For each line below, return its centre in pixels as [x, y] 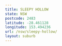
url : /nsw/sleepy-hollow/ [31, 32]
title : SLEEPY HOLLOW [27, 9]
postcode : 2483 [20, 18]
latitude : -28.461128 [27, 23]
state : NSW [16, 14]
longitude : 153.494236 [28, 27]
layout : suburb [20, 36]
